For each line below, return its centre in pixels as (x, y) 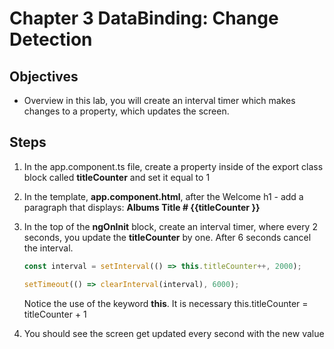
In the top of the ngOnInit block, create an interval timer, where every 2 (170, 226)
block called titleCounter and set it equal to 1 (117, 177)
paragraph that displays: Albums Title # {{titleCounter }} (142, 207)
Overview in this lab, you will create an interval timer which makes (159, 100)
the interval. (48, 248)
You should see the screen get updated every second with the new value (174, 333)
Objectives (44, 76)
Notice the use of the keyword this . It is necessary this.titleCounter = (166, 303)
